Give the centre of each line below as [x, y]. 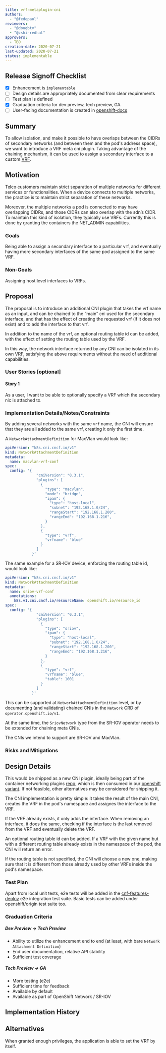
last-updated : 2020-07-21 [32, 51]
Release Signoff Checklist [46, 76]
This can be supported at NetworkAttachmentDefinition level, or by [73, 702]
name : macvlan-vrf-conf [34, 461]
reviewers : [16, 24]
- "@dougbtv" [23, 28]
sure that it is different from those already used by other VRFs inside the [79, 864]
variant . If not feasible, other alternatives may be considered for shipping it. [82, 789]
